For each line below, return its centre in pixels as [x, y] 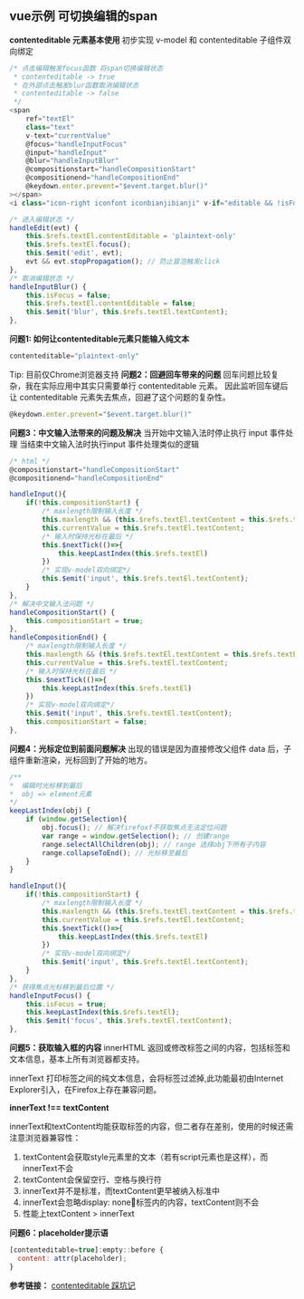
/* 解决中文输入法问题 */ [52, 604]
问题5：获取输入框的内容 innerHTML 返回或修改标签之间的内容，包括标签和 [150, 1048]
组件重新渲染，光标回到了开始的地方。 [81, 760]
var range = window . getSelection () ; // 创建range [136, 836]
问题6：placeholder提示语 [59, 1233]
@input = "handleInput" [66, 152]
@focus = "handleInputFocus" [76, 144]
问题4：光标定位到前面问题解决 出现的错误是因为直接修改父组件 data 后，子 [151, 748]
